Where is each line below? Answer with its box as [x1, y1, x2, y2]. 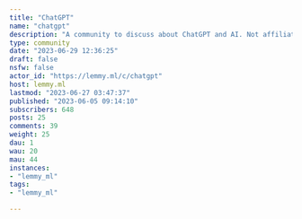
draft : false [9, 55, 58, 64]
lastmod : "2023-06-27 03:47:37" [9, 88, 130, 97]
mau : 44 [9, 154, 39, 164]
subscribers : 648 [9, 105, 75, 114]
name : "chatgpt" [9, 22, 70, 31]
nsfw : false [9, 64, 54, 73]
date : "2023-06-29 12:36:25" [9, 47, 119, 56]
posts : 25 [9, 113, 47, 122]
